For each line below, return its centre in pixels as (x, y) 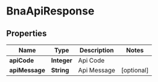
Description (96, 50)
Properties (27, 33)
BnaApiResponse (50, 11)
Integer (62, 60)
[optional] (135, 70)
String (60, 70)
